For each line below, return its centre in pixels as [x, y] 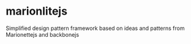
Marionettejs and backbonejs [43, 34]
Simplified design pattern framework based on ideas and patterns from [95, 28]
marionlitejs [37, 11]
